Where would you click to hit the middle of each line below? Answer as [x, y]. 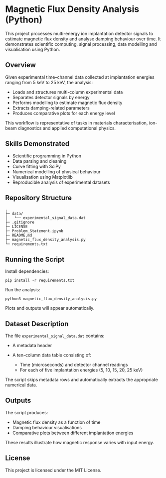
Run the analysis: [23, 290]
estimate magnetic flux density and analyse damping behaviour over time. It [83, 39]
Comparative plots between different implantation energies [73, 433]
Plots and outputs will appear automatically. [50, 308]
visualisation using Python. [33, 49]
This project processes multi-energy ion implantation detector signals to [79, 33]
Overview [21, 65]
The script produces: [27, 412]
